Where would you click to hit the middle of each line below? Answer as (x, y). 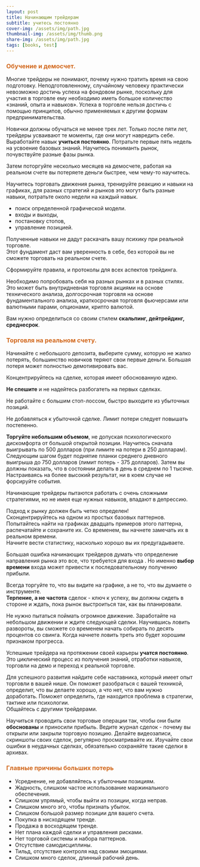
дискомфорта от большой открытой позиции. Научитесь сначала (90, 443)
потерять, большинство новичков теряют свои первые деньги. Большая (99, 360)
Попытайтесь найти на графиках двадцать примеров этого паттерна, (95, 524)
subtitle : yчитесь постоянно (42, 23)
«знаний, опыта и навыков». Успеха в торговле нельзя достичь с (89, 105)
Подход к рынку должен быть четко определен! (67, 511)
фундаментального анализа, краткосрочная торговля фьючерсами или (97, 301)
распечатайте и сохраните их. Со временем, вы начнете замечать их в (97, 530)
